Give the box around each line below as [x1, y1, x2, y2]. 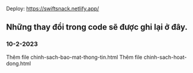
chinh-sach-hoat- [143, 53, 187, 61]
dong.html [6, 59, 31, 67]
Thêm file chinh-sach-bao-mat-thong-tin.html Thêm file [6, 53, 143, 61]
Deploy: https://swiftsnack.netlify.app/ [6, 5, 99, 12]
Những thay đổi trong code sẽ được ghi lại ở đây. [6, 22, 188, 32]
